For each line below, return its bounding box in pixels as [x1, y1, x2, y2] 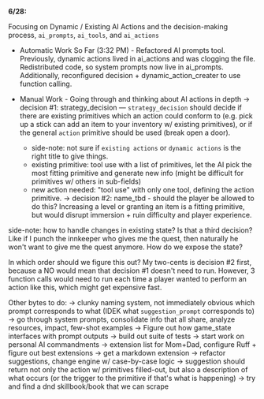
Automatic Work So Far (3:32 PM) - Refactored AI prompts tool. [19, 46, 226, 54]
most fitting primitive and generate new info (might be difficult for [31, 169, 244, 177]
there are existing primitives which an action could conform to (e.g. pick [19, 111, 254, 121]
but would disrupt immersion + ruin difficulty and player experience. [31, 211, 252, 219]
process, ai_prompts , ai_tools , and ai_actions [8, 31, 159, 39]
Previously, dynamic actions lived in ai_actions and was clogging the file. [19, 54, 256, 63]
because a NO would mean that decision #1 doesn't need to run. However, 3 [8, 266, 255, 275]
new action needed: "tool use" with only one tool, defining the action [31, 185, 255, 194]
